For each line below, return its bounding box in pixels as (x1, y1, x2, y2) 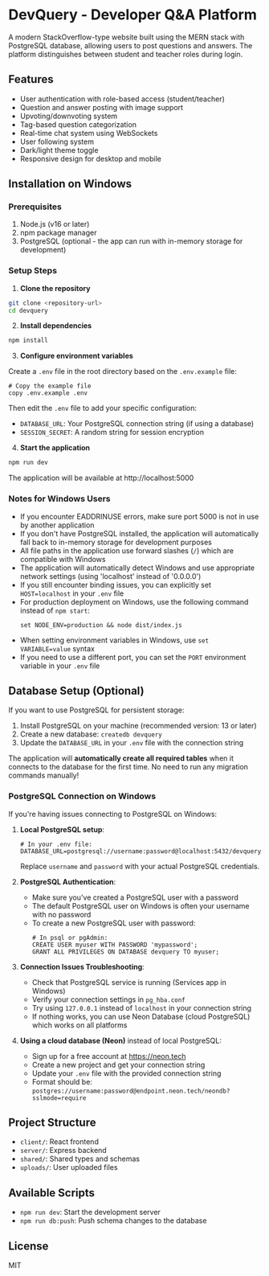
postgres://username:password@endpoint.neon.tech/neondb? (31, 1087, 230, 1095)
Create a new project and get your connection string (31, 1060, 206, 1069)
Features (8, 72, 54, 86)
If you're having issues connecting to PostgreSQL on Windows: (8, 809, 218, 819)
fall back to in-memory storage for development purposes (19, 537, 213, 547)
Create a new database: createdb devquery (19, 729, 162, 739)
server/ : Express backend (19, 1146, 107, 1155)
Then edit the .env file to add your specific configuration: (8, 404, 198, 413)
